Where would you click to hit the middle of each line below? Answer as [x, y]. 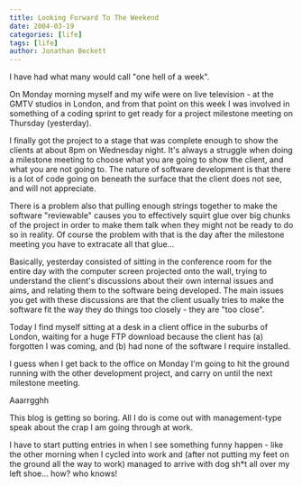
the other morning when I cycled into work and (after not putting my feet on [150, 454]
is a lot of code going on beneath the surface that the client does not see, [146, 179]
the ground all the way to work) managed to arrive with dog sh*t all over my [150, 464]
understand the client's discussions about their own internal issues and [142, 281]
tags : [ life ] [34, 43]
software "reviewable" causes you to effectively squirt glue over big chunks [150, 215]
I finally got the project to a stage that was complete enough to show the [144, 141]
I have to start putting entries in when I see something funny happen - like [146, 445]
